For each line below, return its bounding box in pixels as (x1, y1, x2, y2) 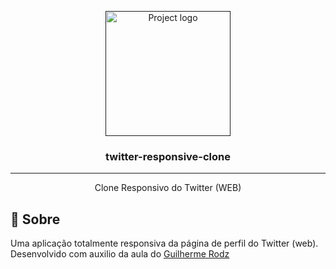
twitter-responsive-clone (105, 149, 231, 163)
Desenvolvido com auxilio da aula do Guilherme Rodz (10, 248, 230, 260)
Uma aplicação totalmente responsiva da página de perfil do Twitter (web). (10, 237, 319, 250)
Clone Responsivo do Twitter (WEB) (94, 182, 242, 194)
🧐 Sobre (10, 211, 61, 228)
